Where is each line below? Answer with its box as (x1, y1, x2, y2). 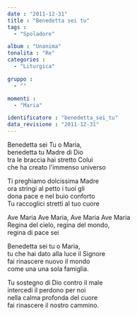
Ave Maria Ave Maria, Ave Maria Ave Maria (7, 214, 131, 221)
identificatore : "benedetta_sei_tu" (7, 114, 119, 121)
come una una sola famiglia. (7, 265, 90, 273)
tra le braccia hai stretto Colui (7, 155, 93, 164)
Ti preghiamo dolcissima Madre (7, 177, 100, 185)
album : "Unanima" (7, 43, 61, 50)
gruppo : (7, 75, 33, 82)
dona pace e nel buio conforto (7, 192, 95, 200)
